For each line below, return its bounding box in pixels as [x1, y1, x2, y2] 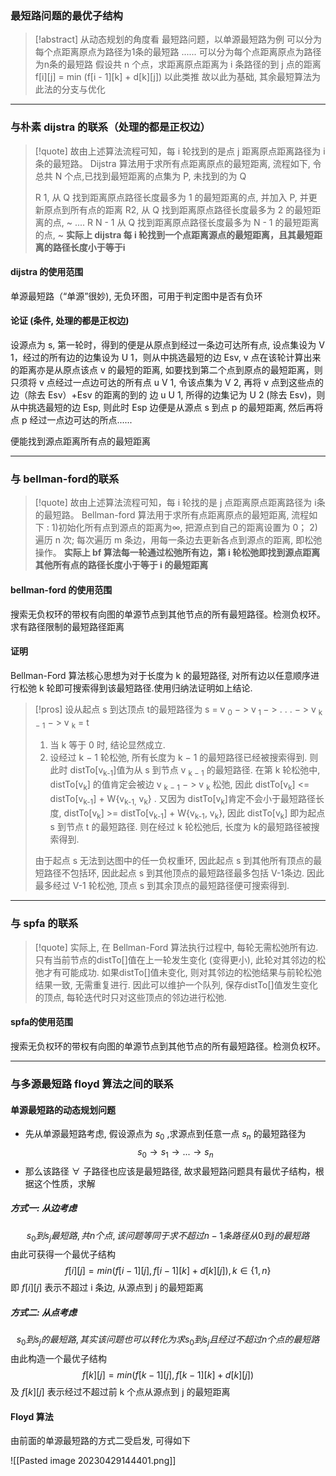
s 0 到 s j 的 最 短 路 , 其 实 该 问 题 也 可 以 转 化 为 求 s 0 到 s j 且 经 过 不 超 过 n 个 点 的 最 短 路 [16, 1333, 320, 1348]
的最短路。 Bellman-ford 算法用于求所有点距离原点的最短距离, [34, 509, 290, 521]
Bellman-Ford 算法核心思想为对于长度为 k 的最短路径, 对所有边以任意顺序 [10, 669, 312, 681]
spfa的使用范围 [10, 1016, 74, 1028]
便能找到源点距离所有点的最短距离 [10, 435, 151, 447]
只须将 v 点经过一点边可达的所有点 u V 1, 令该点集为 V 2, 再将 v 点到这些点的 [10, 377, 324, 388]
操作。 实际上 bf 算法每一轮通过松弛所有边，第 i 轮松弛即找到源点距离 [34, 547, 321, 559]
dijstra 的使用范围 [10, 266, 84, 278]
